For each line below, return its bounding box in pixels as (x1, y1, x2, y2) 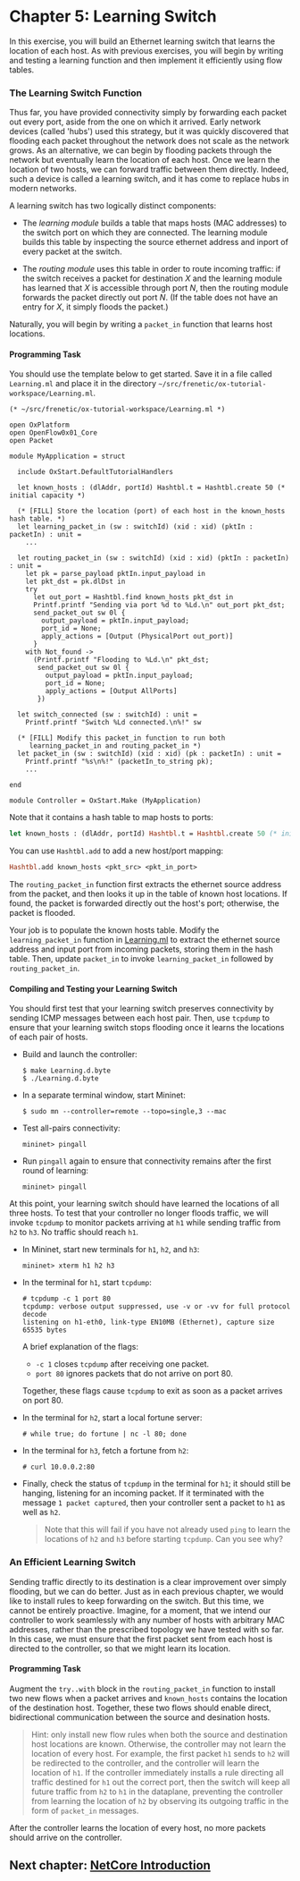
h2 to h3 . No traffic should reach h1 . (9, 1227, 139, 1238)
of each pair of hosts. (9, 1031, 88, 1043)
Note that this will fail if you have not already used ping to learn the (44, 1524, 291, 1535)
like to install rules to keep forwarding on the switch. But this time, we (9, 1595, 265, 1606)
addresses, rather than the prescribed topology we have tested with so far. (9, 1623, 284, 1634)
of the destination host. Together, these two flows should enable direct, (9, 1702, 272, 1713)
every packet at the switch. (21, 246, 122, 257)
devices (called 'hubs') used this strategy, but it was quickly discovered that (9, 126, 289, 137)
